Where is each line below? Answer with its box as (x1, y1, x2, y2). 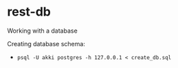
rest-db (7, 4, 52, 20)
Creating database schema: (7, 39, 86, 48)
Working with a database (7, 27, 78, 35)
